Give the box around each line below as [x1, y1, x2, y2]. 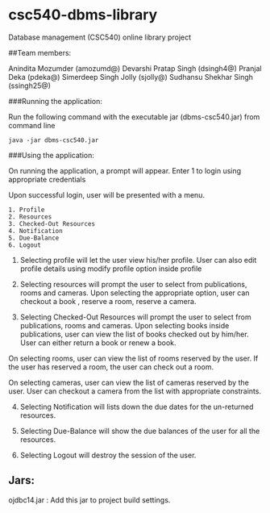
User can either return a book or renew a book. [19, 337, 177, 348]
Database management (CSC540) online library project [8, 32, 192, 42]
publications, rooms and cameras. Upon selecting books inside [19, 320, 230, 330]
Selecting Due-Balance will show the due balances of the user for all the [19, 426, 260, 436]
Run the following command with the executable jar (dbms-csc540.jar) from [8, 111, 260, 122]
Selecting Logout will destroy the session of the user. [19, 450, 197, 460]
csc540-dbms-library [8, 6, 158, 24]
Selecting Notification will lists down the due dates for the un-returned [19, 402, 254, 411]
